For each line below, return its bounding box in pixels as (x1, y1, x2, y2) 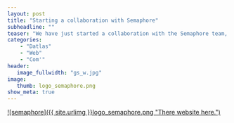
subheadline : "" (7, 23, 55, 30)
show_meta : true (7, 89, 55, 96)
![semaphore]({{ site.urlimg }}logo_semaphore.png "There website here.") (7, 108, 221, 117)
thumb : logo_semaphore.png (16, 82, 96, 89)
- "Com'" (20, 56, 46, 63)
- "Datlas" (20, 43, 52, 50)
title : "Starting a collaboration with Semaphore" (7, 17, 159, 24)
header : (7, 63, 30, 70)
